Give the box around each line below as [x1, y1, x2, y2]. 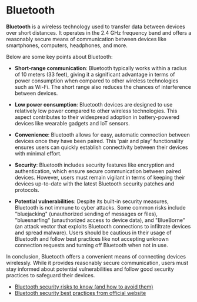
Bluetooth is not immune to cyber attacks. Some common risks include [14, 204, 186, 211]
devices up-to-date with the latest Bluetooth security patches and [14, 180, 175, 187]
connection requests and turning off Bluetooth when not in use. [14, 241, 169, 248]
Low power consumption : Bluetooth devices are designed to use [14, 101, 173, 108]
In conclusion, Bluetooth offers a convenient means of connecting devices [6, 253, 186, 260]
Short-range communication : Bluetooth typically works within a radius [14, 64, 187, 71]
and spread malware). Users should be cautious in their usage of [14, 229, 172, 236]
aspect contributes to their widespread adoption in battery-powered [14, 113, 180, 121]
